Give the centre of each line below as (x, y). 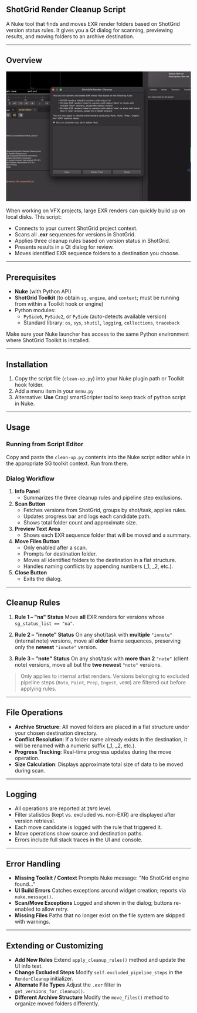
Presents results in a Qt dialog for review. (64, 247)
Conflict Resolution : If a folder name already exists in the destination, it (101, 739)
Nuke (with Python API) (43, 292)
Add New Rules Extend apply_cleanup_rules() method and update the (100, 960)
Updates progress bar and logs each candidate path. (87, 516)
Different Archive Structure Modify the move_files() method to (91, 997)
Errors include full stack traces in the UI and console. (78, 840)
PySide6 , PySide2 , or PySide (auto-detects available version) (95, 316)
